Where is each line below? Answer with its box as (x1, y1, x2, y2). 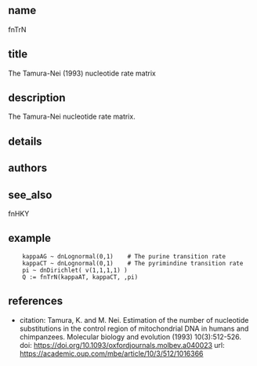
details (8, 134, 42, 148)
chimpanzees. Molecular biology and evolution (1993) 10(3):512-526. (19, 331, 241, 342)
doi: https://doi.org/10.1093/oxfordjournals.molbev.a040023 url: (19, 340, 225, 350)
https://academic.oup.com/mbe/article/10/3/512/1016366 (19, 349, 204, 358)
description (8, 91, 66, 104)
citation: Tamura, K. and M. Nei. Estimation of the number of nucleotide (19, 315, 249, 324)
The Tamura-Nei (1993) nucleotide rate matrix (8, 68, 157, 78)
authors (8, 162, 48, 175)
